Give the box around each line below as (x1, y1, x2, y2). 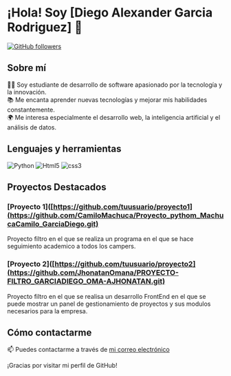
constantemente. (7, 105, 55, 114)
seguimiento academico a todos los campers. (7, 242, 136, 251)
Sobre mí (7, 62, 47, 74)
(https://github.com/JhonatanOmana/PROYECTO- (7, 268, 179, 278)
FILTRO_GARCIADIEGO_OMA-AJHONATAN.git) (7, 277, 166, 286)
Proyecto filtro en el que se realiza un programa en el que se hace (7, 235, 194, 243)
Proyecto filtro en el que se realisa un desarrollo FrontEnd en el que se (7, 292, 206, 300)
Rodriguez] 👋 (7, 19, 82, 35)
